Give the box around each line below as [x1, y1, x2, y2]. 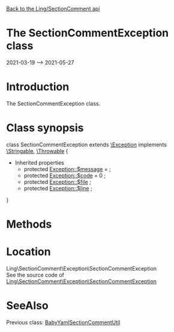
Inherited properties [14, 159, 64, 166]
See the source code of [6, 271, 65, 278]
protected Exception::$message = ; [23, 165, 111, 172]
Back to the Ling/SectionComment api [6, 5, 100, 12]
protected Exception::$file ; [23, 178, 91, 186]
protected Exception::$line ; [23, 184, 92, 192]
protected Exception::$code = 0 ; [23, 172, 106, 179]
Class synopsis [6, 121, 84, 135]
